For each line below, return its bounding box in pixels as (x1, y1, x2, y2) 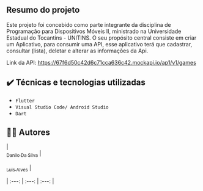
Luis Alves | (6, 164, 32, 173)
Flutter (15, 98, 35, 104)
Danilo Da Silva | (6, 150, 42, 159)
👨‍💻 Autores (6, 128, 50, 138)
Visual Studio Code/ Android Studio (15, 104, 109, 110)
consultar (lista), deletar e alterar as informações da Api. (6, 47, 149, 54)
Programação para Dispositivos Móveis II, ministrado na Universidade (6, 27, 182, 35)
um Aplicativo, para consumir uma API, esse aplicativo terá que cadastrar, (6, 40, 193, 48)
